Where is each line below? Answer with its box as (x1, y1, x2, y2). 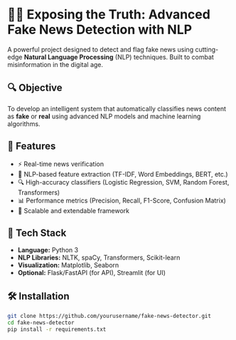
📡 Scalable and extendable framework (17, 206, 130, 215)
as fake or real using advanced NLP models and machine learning (7, 112, 201, 120)
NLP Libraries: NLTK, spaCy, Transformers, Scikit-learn (17, 253, 181, 262)
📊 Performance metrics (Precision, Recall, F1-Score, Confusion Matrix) (17, 196, 226, 205)
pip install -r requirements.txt (7, 326, 107, 333)
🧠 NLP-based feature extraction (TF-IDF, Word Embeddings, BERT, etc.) (17, 170, 229, 178)
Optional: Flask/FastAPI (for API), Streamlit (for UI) (17, 269, 166, 277)
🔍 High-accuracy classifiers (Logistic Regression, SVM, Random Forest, (17, 177, 230, 186)
